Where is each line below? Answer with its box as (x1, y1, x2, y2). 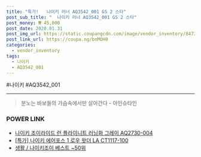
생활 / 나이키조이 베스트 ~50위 (14, 144, 86, 151)
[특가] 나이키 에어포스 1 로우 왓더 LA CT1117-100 (14, 137, 129, 144)
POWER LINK (6, 115, 45, 123)
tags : (6, 53, 20, 59)
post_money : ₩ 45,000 (6, 20, 60, 26)
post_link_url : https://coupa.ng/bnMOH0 (6, 36, 109, 42)
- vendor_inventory (11, 48, 60, 54)
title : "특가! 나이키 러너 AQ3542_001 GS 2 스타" (6, 8, 127, 15)
